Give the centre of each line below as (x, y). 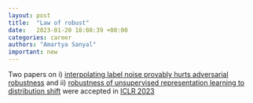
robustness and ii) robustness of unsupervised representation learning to (126, 83)
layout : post (29, 15)
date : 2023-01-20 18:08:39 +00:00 (68, 30)
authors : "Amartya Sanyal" (52, 45)
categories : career (40, 37)
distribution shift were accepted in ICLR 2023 (81, 91)
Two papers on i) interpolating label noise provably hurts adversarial (119, 74)
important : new (33, 52)
